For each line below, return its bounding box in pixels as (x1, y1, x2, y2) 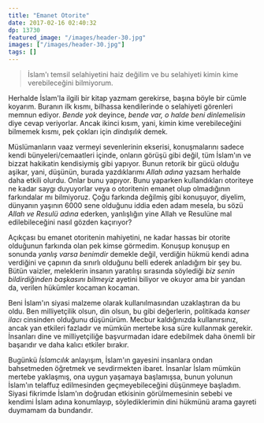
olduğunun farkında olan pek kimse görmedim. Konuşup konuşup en (8, 241, 230, 250)
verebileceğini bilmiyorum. (27, 78, 113, 87)
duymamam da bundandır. (8, 406, 93, 414)
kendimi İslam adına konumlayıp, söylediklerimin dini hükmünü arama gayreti (8, 397, 257, 406)
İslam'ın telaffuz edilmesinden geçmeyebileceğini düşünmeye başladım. (8, 380, 242, 390)
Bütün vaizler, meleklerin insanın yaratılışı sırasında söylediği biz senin (8, 266, 235, 276)
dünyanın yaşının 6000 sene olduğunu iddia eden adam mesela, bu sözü (8, 201, 244, 210)
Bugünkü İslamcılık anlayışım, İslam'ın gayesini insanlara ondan (8, 355, 213, 365)
